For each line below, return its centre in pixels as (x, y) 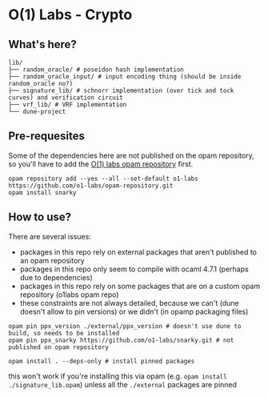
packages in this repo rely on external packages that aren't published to (138, 252)
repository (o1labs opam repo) (69, 295)
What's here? (43, 44)
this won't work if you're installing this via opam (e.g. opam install (118, 376)
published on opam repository (59, 347)
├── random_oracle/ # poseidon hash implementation (96, 70)
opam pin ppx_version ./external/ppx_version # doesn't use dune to (125, 326)
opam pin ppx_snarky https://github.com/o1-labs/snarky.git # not (121, 340)
